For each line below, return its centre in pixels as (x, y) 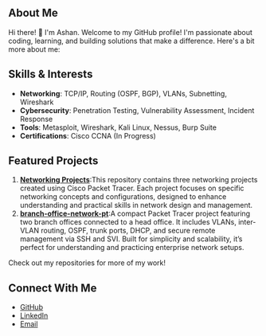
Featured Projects (53, 161)
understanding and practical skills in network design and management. (136, 205)
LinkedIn (34, 316)
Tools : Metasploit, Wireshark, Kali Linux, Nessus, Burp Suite (118, 127)
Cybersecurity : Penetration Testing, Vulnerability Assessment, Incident (137, 110)
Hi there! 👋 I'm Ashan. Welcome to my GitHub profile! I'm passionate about (131, 32)
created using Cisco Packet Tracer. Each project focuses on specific (132, 188)
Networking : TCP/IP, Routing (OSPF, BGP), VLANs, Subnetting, (123, 93)
